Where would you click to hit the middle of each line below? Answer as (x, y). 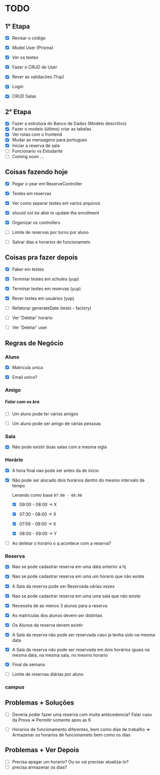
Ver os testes (25, 57)
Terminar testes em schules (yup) (45, 279)
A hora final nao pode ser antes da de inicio (55, 470)
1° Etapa (18, 26)
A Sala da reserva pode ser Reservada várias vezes (63, 586)
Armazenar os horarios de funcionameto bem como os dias (71, 735)
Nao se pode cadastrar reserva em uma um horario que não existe (78, 576)
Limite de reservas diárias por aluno (48, 674)
